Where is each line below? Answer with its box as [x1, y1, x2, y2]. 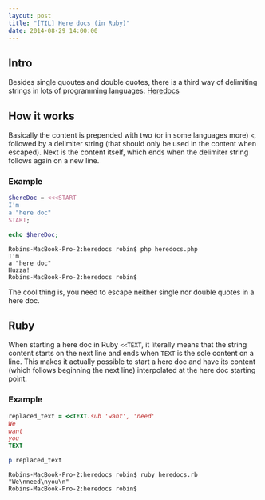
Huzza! [8, 266, 30, 274]
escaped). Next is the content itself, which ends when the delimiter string [8, 147, 249, 157]
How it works [8, 109, 75, 122]
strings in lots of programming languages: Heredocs [8, 86, 180, 96]
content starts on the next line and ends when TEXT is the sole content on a [8, 349, 254, 358]
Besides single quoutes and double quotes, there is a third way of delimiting [8, 78, 258, 87]
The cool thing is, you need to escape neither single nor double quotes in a [8, 287, 255, 297]
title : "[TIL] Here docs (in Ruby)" [8, 19, 130, 27]
